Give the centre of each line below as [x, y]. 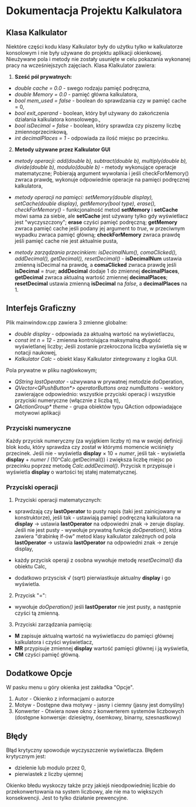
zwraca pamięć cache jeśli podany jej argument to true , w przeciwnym [100, 228]
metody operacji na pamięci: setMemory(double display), [84, 197]
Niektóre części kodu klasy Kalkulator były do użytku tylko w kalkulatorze [94, 46]
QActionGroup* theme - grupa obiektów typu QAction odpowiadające [98, 406]
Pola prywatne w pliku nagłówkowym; [52, 370]
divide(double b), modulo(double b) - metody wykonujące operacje [95, 167]
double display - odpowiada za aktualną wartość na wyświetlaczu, [95, 334]
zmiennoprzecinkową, [41, 132]
